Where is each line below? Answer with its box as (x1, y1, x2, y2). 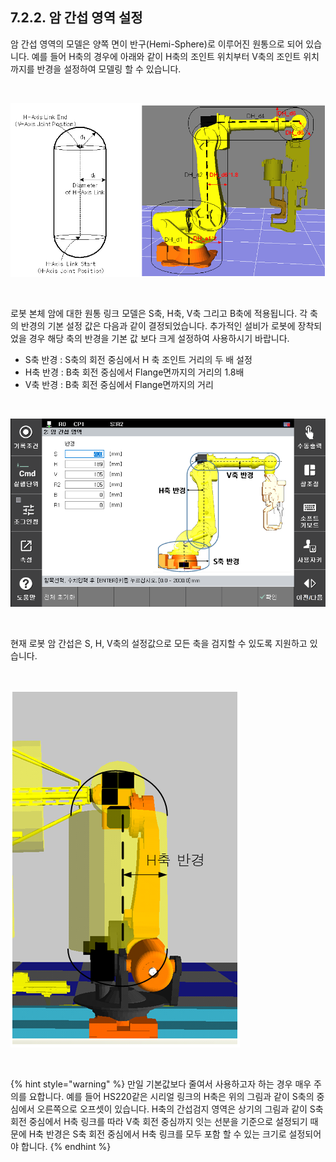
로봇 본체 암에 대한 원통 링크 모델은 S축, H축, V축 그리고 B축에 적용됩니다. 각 (10, 307, 308, 319)
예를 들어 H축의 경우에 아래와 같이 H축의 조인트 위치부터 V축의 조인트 (31, 50, 302, 62)
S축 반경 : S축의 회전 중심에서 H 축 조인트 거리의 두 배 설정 (24, 353, 253, 365)
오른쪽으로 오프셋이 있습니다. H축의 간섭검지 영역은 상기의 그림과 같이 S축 (36, 1103, 324, 1115)
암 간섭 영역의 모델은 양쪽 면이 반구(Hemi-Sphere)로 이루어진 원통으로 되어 (10, 38, 304, 50)
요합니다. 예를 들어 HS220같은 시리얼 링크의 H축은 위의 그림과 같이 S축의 (28, 1091, 315, 1103)
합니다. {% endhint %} (20, 1141, 112, 1153)
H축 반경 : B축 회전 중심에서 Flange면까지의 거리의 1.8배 (24, 366, 245, 378)
